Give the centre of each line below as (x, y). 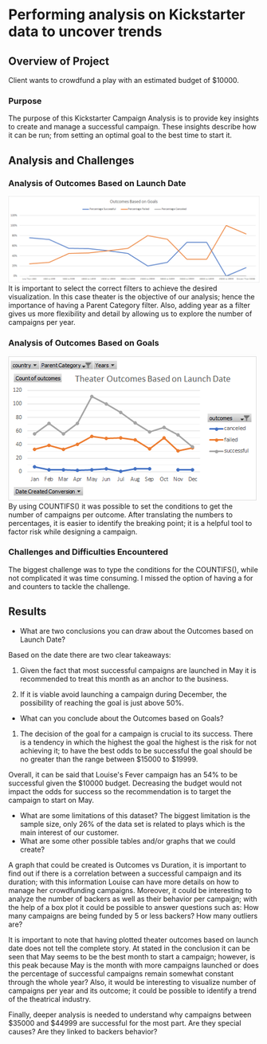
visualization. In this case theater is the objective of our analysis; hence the (132, 297)
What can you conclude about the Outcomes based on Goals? (122, 718)
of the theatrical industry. (50, 999)
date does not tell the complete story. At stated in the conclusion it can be (130, 948)
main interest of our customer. (69, 832)
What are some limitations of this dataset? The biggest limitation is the (135, 815)
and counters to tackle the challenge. (69, 586)
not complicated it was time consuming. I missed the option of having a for (131, 578)
